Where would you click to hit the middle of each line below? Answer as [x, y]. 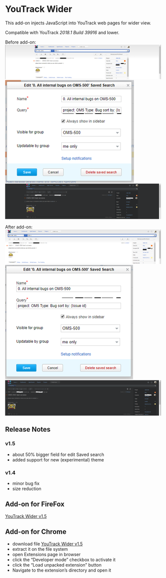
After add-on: [19, 227]
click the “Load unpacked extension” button [57, 565]
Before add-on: [21, 42]
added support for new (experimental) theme [58, 459]
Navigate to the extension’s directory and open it [62, 570]
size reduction [27, 488]
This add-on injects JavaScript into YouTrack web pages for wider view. [78, 23]
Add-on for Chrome [36, 532]
